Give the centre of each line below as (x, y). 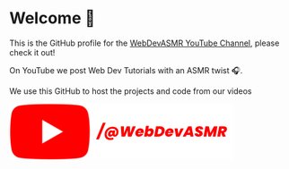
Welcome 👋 (53, 18)
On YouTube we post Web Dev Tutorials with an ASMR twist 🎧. (126, 70)
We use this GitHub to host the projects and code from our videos (131, 91)
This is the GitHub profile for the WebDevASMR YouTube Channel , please (144, 43)
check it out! (32, 52)
